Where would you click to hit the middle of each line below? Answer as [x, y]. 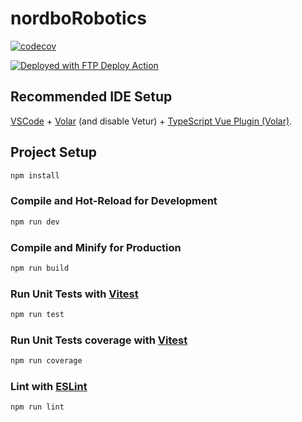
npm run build [40, 268]
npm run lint [37, 407]
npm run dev [35, 222]
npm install [35, 175]
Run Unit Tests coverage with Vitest [99, 340]
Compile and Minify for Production [96, 247]
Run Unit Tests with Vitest [74, 294]
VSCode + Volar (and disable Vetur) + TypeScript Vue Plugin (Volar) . [151, 121]
